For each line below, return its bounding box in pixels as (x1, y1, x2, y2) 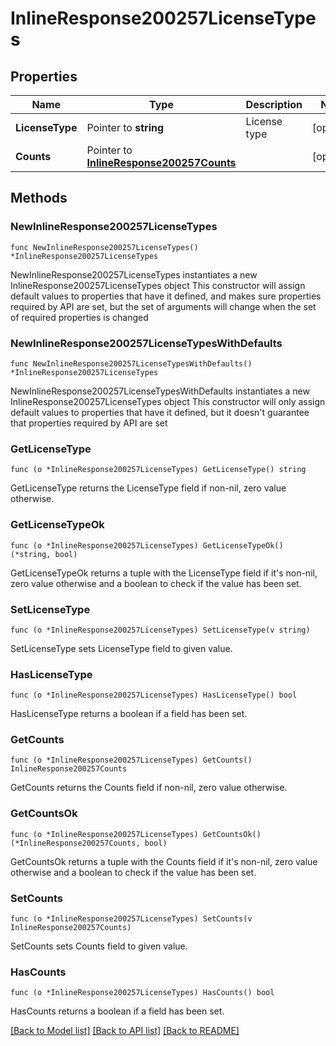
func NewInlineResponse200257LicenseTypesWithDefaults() (10, 358, 253, 369)
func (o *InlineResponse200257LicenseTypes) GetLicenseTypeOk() (10, 540, 284, 551)
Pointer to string (86, 121, 165, 134)
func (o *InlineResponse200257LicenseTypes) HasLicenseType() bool (10, 690, 298, 701)
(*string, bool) (10, 549, 78, 559)
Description (245, 98, 303, 111)
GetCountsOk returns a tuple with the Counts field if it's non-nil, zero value (10, 855, 318, 867)
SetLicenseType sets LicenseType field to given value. (10, 642, 233, 654)
